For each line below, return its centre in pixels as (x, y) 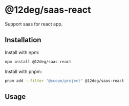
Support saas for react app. (34, 24)
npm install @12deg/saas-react (38, 62)
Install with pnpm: (24, 71)
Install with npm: (22, 52)
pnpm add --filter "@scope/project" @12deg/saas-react (64, 81)
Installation (23, 40)
